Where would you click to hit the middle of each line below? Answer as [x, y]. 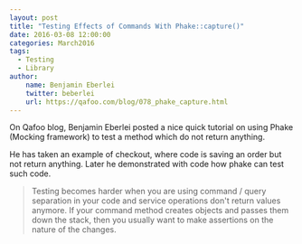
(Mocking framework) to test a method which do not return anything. [137, 137]
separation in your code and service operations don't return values [156, 201]
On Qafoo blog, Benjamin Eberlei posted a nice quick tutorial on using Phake [151, 127]
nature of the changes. [74, 230]
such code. [30, 174]
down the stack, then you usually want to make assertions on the [152, 220]
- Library [36, 69]
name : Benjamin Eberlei [71, 85]
